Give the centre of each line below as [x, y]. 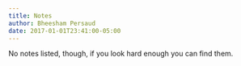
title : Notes [30, 16]
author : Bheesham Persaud [52, 23]
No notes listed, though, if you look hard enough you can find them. [121, 54]
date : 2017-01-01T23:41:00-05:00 [65, 31]
